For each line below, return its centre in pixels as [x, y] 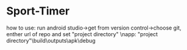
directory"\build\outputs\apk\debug [51, 40]
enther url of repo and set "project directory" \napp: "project [82, 34]
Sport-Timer [38, 11]
